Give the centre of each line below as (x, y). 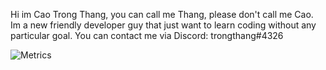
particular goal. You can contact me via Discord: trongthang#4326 (147, 35)
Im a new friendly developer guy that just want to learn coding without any (163, 25)
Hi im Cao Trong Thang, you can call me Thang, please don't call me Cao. (162, 14)
